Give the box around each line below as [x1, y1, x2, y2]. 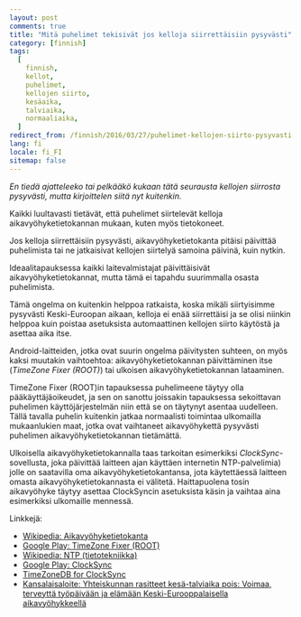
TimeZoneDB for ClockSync [22, 568, 126, 579]
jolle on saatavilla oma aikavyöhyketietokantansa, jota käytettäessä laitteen [9, 466, 287, 477]
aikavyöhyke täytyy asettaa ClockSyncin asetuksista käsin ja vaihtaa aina [9, 485, 281, 497]
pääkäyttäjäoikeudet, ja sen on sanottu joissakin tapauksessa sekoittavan [9, 391, 281, 402]
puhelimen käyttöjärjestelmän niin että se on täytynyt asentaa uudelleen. [9, 401, 278, 412]
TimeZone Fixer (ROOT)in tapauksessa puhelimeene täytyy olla [9, 381, 244, 393]
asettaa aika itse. [9, 327, 72, 339]
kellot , [25, 72, 54, 81]
